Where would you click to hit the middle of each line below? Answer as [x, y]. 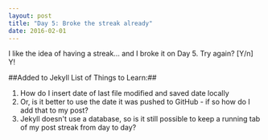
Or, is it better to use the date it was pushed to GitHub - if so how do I [135, 102]
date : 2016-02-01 [37, 31]
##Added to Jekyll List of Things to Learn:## [82, 78]
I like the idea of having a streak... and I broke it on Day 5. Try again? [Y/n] [131, 54]
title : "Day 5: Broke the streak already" [80, 23]
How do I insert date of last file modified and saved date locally [124, 93]
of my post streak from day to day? [78, 128]
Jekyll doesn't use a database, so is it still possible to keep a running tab [140, 119]
